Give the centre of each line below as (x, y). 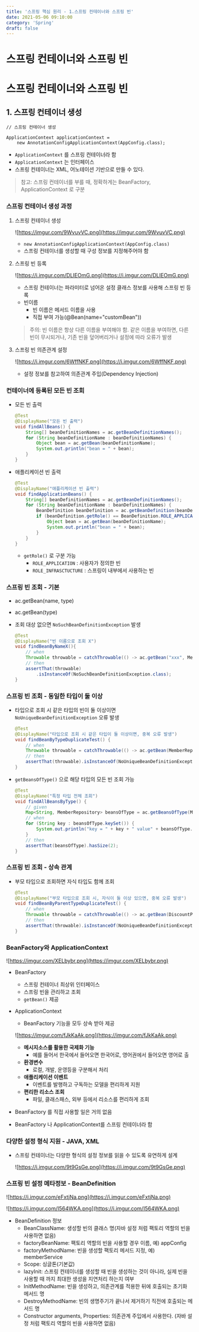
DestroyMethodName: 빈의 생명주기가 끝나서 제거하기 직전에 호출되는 (105, 1301)
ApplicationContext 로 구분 (53, 190)
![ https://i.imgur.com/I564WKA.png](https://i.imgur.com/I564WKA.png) (93, 1208)
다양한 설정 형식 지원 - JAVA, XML (53, 1141)
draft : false (22, 28)
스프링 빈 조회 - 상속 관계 (39, 867)
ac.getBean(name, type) (44, 601)
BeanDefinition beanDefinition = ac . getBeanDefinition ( (107, 511)
